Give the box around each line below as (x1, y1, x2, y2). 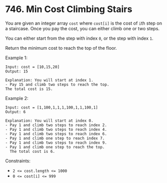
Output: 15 (5, 69, 28, 74)
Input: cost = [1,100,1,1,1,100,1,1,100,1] (5, 105, 98, 110)
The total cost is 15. (5, 86, 53, 91)
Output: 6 (5, 109, 26, 114)
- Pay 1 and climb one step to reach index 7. (5, 136, 105, 141)
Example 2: (5, 95, 29, 101)
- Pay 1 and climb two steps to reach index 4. (5, 127, 107, 132)
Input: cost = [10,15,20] (5, 64, 60, 69)
